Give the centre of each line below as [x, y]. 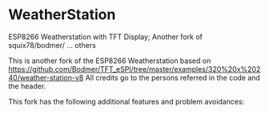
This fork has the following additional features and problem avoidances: [126, 101]
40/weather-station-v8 [46, 77]
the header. [27, 86]
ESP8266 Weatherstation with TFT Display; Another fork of [105, 37]
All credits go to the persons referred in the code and [173, 77]
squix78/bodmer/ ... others [52, 45]
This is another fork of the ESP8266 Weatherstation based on [110, 61]
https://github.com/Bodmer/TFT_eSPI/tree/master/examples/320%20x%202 [134, 69]
